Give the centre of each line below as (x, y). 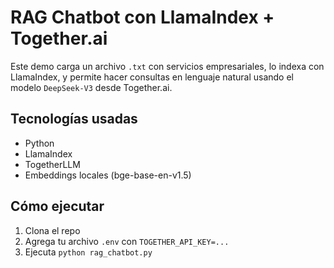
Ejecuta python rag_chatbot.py (88, 252)
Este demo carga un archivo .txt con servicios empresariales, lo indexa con (167, 66)
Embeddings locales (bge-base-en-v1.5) (108, 175)
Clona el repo (52, 230)
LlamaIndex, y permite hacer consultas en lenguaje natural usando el (152, 77)
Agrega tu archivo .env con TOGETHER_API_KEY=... (127, 241)
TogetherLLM (52, 164)
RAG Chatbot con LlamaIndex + (142, 17)
